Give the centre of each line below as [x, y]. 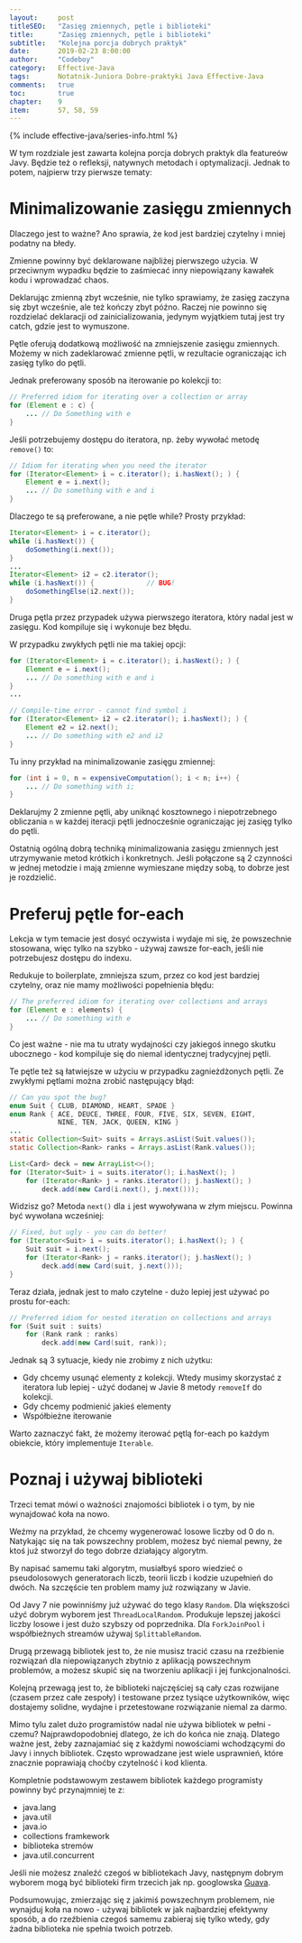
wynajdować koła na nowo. [59, 1514]
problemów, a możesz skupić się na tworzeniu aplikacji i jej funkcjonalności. [150, 1670]
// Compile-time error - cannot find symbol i [98, 711]
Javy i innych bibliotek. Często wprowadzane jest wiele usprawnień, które [146, 1753]
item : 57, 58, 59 [54, 110]
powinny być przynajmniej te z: [67, 1790]
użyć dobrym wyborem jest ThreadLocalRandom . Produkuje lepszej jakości [145, 1615]
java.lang [39, 1808]
